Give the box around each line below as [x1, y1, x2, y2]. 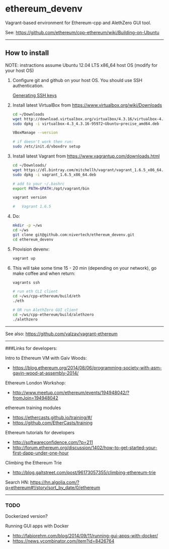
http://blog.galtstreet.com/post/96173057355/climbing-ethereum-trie [12, 469, 156, 476]
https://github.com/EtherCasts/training [12, 420, 93, 426]
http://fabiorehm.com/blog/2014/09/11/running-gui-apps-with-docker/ [12, 532, 158, 538]
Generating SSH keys [12, 92, 57, 98]
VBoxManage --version [12, 130, 58, 135]
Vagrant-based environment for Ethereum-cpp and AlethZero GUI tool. [5, 20, 151, 26]
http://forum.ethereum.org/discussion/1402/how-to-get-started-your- [12, 444, 157, 450]
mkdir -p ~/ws [12, 223, 42, 228]
